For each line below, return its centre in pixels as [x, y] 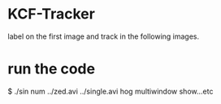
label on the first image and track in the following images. [104, 36]
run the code [51, 69]
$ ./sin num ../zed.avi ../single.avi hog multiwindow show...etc [110, 91]
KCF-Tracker [51, 14]
